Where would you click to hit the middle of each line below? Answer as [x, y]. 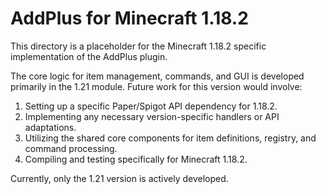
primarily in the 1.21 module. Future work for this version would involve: [156, 86]
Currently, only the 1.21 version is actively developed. [119, 178]
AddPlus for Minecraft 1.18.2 [129, 18]
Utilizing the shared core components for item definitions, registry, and [170, 138]
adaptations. [50, 127]
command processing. [71, 148]
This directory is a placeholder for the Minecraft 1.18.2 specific [138, 46]
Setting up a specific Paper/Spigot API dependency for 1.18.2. [151, 106]
